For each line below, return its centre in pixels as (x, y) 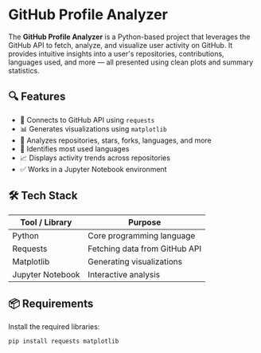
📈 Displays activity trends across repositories (95, 158)
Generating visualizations (135, 261)
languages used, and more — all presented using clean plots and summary (131, 62)
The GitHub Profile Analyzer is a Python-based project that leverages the (129, 37)
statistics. (24, 70)
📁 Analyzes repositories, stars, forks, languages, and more (116, 140)
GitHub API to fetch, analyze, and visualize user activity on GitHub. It (121, 45)
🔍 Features (37, 97)
